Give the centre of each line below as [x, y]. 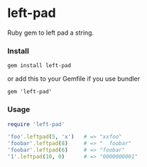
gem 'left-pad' [30, 92]
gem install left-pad [39, 66]
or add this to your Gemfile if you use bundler [74, 79]
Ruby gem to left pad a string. [51, 33]
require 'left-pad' [36, 124]
